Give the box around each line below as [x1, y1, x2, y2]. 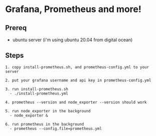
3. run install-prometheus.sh [5, 86, 69, 91]
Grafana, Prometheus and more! [5, 4, 141, 15]
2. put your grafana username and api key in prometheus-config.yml [5, 78, 151, 83]
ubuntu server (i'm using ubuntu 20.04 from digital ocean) [12, 37, 133, 43]
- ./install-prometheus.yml [10, 91, 69, 96]
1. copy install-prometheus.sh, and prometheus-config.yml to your [5, 64, 149, 70]
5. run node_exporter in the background [5, 108, 91, 113]
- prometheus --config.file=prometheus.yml [10, 126, 102, 131]
